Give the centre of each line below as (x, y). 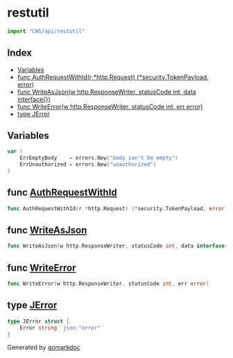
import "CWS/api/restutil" (46, 31)
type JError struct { (38, 321)
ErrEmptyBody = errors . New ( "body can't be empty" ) (99, 158)
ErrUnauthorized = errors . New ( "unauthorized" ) (88, 164)
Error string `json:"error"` (62, 327)
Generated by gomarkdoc (44, 348)
